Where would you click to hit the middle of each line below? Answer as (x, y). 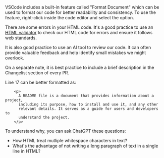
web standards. (21, 38)
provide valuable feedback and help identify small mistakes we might (76, 53)
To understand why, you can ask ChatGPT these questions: (66, 131)
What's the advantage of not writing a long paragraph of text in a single (85, 146)
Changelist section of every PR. (37, 73)
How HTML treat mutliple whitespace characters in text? (70, 140)
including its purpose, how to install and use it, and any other (88, 105)
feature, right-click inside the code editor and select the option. (70, 18)
